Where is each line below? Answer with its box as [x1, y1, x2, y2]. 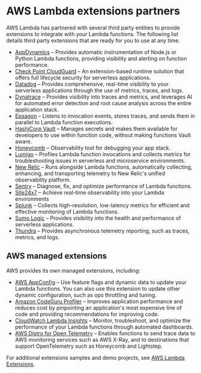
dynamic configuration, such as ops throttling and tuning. [14, 291, 157, 299]
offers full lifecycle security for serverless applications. [14, 74, 151, 81]
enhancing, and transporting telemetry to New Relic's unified [14, 169, 166, 177]
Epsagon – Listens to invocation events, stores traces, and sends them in [14, 112, 195, 120]
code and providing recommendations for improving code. [14, 311, 160, 318]
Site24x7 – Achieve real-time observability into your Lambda [14, 189, 164, 196]
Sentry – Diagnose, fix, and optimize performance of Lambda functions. [14, 182, 192, 190]
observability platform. [14, 176, 71, 183]
